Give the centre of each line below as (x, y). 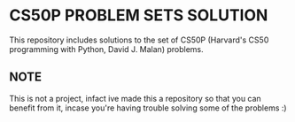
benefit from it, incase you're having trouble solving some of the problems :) (148, 108)
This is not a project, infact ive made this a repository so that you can (135, 98)
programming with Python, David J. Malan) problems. (106, 49)
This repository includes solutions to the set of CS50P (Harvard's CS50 (139, 40)
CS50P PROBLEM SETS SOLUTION (139, 15)
